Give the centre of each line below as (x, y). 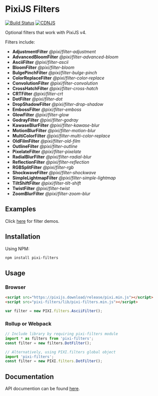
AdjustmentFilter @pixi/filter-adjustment (54, 51)
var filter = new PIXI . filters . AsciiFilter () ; (54, 311)
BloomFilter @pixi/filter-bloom (43, 67)
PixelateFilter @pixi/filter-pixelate (47, 151)
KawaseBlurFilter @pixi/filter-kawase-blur (56, 125)
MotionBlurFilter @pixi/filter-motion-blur (54, 130)
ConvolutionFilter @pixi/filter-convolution (55, 83)
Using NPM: (17, 248)
